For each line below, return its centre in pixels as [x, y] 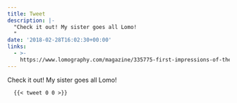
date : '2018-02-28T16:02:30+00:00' [60, 40]
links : [17, 47]
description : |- [31, 20]
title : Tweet [26, 14]
